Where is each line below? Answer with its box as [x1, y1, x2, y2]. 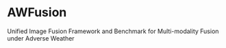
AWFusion [7, 5, 67, 20]
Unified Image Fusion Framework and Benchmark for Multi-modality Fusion [7, 27, 219, 35]
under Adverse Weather [7, 34, 75, 42]
